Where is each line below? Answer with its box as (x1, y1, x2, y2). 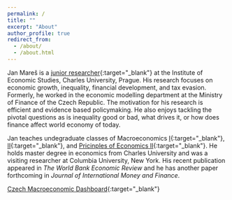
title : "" (7, 17, 36, 24)
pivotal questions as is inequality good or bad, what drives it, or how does (7, 113, 220, 121)
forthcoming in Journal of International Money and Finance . (7, 171, 180, 179)
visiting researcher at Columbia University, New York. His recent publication (7, 156, 226, 164)
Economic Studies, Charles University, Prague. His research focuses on (7, 76, 213, 84)
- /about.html (13, 50, 55, 57)
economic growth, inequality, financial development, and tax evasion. (7, 83, 207, 92)
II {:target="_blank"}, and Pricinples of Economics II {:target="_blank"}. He (7, 141, 218, 150)
